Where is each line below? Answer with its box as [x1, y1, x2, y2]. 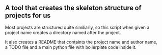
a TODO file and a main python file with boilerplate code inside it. [5, 44, 136, 50]
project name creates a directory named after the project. [5, 29, 121, 36]
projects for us [5, 12, 51, 20]
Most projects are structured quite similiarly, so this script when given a [5, 24, 150, 30]
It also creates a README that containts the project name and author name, [5, 39, 158, 45]
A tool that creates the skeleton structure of [5, 4, 142, 12]
